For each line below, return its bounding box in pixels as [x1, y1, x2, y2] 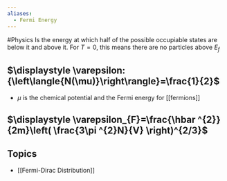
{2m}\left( [7, 124, 52, 136]
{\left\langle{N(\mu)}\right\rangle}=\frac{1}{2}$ [7, 75, 220, 87]
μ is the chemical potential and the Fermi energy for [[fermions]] [17, 94, 201, 102]
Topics [7, 148, 37, 160]
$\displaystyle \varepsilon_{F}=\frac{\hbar [7, 113, 196, 125]
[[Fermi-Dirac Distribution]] [17, 166, 95, 175]
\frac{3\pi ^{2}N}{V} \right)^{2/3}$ [53, 124, 208, 136]
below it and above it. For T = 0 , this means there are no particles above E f [7, 43, 220, 53]
